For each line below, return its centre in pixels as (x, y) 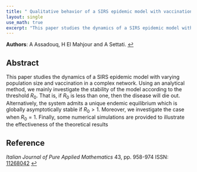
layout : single (25, 17)
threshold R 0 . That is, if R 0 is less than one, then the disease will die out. (93, 96)
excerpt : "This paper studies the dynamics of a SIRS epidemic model (93, 28)
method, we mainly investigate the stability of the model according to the (94, 90)
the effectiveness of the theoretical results (57, 125)
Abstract (23, 63)
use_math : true (25, 22)
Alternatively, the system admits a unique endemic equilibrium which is (92, 103)
